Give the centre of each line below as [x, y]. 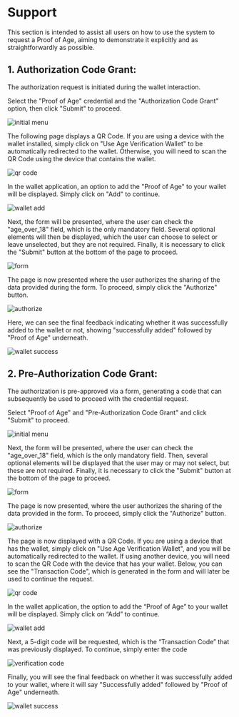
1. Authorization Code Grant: [72, 70]
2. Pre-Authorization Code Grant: [83, 374]
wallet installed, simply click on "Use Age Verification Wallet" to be [105, 143]
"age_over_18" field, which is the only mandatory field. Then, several [108, 455]
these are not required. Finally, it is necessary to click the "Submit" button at [119, 470]
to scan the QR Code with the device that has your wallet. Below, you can [115, 564]
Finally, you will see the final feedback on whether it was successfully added [120, 677]
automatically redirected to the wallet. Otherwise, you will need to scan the [117, 151]
